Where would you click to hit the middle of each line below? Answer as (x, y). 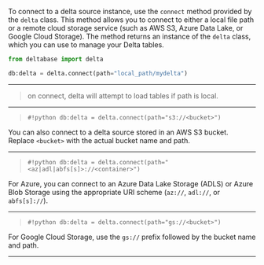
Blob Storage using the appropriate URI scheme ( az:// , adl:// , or (114, 192)
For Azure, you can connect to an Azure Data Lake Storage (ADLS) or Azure (131, 183)
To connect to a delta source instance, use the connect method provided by (130, 11)
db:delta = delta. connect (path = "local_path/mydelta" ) (98, 73)
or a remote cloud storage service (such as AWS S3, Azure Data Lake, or (126, 28)
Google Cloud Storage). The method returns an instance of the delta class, (130, 36)
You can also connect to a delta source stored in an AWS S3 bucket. (119, 132)
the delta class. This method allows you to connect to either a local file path (131, 20)
